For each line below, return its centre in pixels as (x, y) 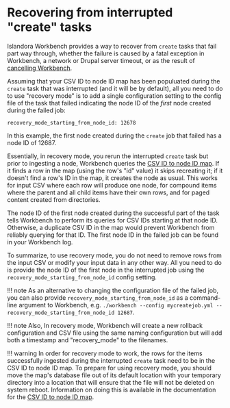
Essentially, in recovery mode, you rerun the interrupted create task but (108, 156)
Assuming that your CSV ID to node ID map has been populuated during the (114, 81)
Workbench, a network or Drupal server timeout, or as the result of (101, 60)
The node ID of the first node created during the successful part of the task (113, 213)
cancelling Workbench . (40, 68)
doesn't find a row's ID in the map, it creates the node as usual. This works (112, 178)
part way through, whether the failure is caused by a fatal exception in (106, 53)
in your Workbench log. (40, 242)
